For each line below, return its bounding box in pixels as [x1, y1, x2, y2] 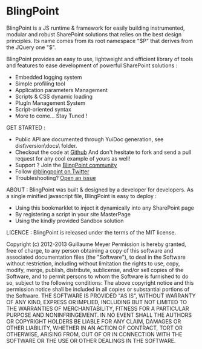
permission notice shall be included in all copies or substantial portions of [6, 285, 190, 293]
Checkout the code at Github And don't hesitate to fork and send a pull [15, 148, 192, 156]
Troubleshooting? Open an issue [15, 174, 96, 181]
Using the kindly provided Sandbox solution [15, 217, 124, 224]
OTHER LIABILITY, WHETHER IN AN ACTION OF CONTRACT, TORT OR [6, 324, 183, 331]
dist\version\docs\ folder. [15, 142, 77, 149]
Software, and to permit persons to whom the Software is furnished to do [6, 273, 189, 280]
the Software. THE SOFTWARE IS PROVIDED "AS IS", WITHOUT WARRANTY [6, 292, 196, 299]
